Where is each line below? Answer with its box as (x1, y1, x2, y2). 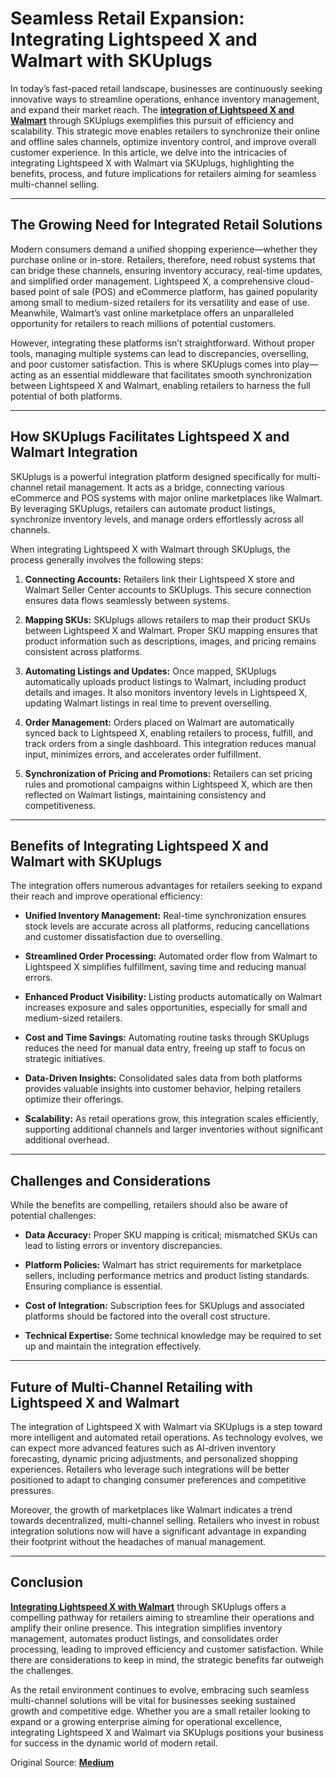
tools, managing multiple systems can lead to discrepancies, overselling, (10, 347, 310, 359)
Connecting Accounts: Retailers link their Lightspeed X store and (24, 573, 295, 585)
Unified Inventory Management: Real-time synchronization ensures (24, 910, 307, 922)
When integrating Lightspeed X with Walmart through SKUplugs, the (10, 543, 291, 555)
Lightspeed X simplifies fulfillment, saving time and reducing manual (24, 961, 307, 973)
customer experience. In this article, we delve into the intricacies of (10, 146, 288, 158)
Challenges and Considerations (10, 1172, 211, 1189)
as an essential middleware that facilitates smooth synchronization (38, 368, 313, 381)
